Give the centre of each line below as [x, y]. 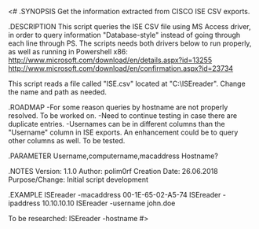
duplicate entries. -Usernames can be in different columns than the [117, 124]
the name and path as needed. [58, 92]
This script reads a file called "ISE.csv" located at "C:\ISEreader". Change [127, 83]
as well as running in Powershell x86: [68, 52]
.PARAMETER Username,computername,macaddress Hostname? [113, 156]
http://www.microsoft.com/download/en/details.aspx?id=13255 [110, 60]
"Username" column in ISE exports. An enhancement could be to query [123, 132]
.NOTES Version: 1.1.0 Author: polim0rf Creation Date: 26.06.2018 [113, 171]
